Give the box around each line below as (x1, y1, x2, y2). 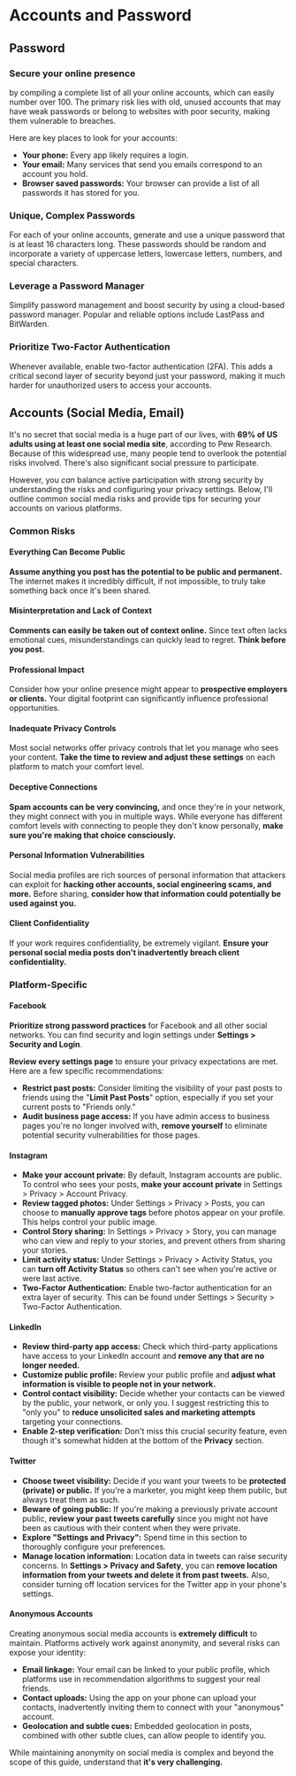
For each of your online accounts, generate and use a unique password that (9, 229, 285, 240)
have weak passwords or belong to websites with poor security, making (9, 105, 270, 116)
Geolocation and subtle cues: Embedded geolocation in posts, (21, 1720, 252, 1731)
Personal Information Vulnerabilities (9, 850, 146, 861)
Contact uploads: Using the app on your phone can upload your (21, 1692, 257, 1703)
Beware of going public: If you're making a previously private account (21, 1503, 278, 1514)
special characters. (9, 258, 80, 268)
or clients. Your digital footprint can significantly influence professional (9, 693, 269, 704)
